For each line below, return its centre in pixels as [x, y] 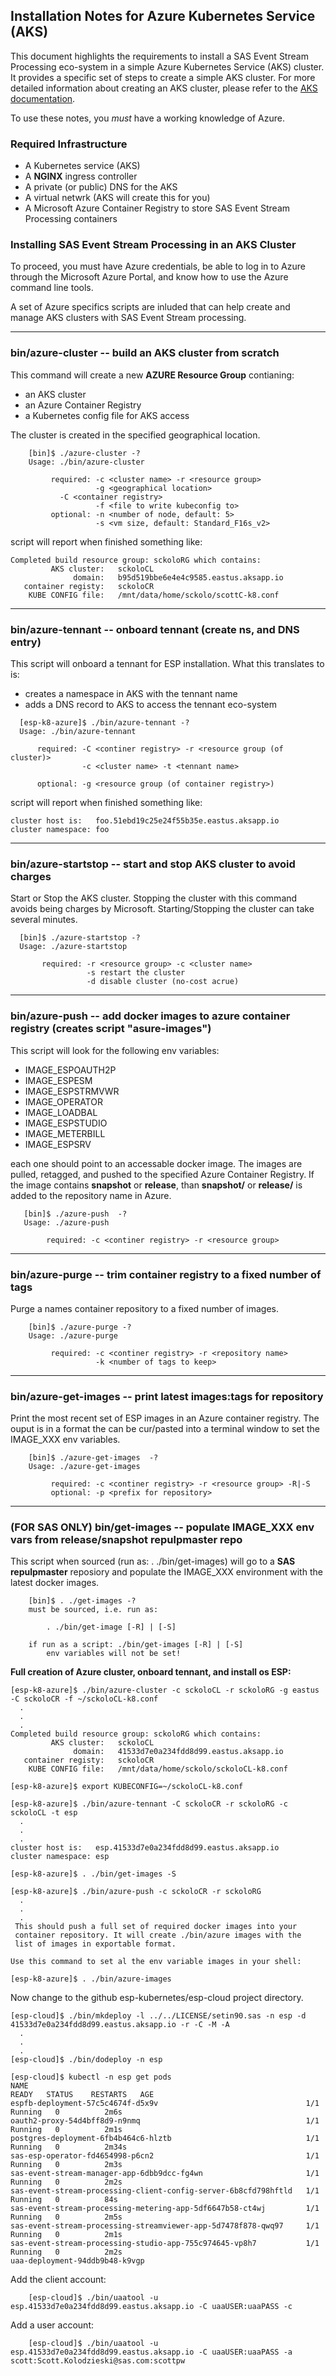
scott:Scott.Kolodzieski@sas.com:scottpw [98, 2361]
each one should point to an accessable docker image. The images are [156, 1163]
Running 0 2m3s [66, 2165]
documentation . [43, 98]
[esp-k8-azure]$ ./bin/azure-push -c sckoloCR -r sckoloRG [136, 1892]
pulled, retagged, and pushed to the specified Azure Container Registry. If [162, 1174]
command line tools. [52, 288]
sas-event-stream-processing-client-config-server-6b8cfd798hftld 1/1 [165, 2191]
